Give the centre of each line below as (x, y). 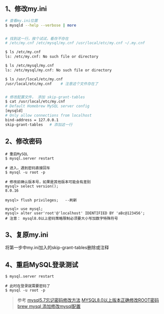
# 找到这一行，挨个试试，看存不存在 (37, 39)
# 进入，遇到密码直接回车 (28, 168)
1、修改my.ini (26, 9)
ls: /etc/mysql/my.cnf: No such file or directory (58, 70)
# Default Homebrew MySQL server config (48, 106)
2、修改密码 (24, 141)
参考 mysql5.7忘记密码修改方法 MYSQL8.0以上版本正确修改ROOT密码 (88, 300)
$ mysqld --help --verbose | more (41, 25)
